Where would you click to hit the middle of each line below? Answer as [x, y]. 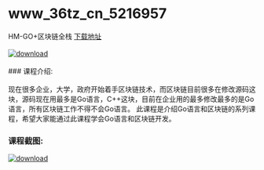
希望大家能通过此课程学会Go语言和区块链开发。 [99, 118]
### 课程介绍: [31, 71]
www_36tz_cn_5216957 [88, 14]
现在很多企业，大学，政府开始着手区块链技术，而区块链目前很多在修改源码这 [132, 89]
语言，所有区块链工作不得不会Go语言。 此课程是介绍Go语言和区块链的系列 [128, 109]
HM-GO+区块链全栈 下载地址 [55, 36]
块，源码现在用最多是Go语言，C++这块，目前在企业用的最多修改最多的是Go [131, 99]
